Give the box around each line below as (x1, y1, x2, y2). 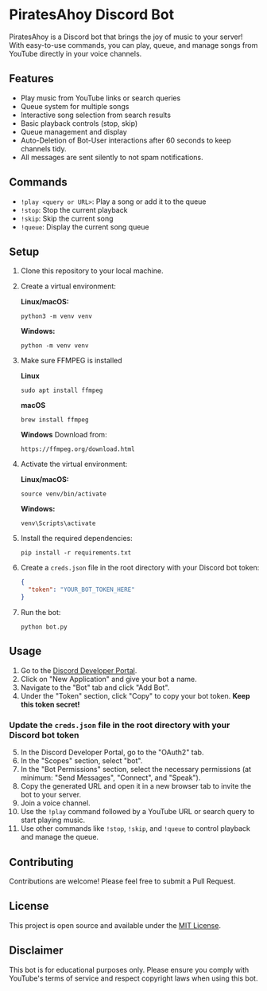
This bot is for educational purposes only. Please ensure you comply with (9, 965, 250, 974)
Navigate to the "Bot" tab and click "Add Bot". (20, 683, 170, 692)
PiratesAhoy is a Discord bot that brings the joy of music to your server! (9, 32, 243, 41)
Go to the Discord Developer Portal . (20, 665, 137, 675)
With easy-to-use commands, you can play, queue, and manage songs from (9, 40, 258, 49)
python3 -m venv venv (20, 312, 92, 320)
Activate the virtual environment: (20, 460, 128, 469)
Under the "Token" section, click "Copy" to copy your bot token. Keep (20, 691, 250, 700)
